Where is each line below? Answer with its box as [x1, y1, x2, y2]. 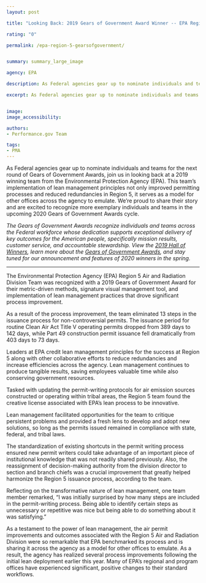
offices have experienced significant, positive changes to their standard [6, 564, 188, 571]
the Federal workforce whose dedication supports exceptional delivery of [6, 228, 192, 236]
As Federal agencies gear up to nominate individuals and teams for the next [6, 164, 197, 172]
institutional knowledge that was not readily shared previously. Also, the [6, 455, 188, 463]
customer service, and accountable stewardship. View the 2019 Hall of [6, 242, 186, 249]
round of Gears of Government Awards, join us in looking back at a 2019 [6, 171, 188, 178]
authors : [6, 125, 29, 131]
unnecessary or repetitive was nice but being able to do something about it [6, 507, 196, 514]
